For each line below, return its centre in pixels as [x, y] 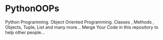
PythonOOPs [32, 9]
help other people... [25, 32]
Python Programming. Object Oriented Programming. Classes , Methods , [80, 22]
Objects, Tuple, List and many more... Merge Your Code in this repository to [82, 27]
